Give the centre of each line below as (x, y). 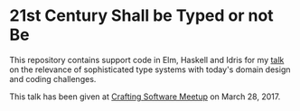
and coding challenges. (53, 79)
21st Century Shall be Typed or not (141, 16)
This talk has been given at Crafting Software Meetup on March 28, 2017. (145, 97)
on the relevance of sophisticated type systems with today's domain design (150, 69)
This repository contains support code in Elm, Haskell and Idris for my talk (147, 60)
